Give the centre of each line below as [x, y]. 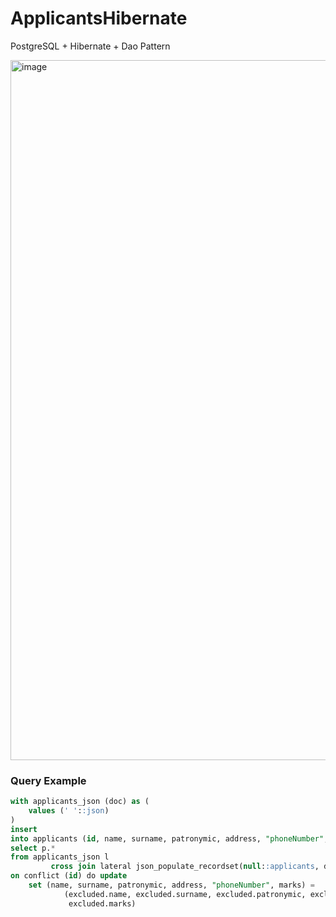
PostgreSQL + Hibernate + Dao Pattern [90, 46]
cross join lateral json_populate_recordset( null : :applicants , [185, 867]
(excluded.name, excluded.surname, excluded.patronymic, [185, 894]
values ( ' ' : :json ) [69, 811]
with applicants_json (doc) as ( [80, 802]
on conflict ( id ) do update [69, 876]
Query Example [48, 780]
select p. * [33, 848]
